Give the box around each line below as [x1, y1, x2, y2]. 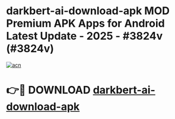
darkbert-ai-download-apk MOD [6, 4, 170, 18]
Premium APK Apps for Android [6, 17, 165, 30]
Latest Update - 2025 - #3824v [6, 30, 163, 43]
